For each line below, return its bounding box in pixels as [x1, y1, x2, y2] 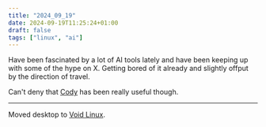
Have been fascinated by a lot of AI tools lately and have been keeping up [8, 55, 249, 65]
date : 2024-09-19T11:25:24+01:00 [8, 19, 119, 27]
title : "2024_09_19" [8, 11, 77, 20]
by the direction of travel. [8, 72, 90, 81]
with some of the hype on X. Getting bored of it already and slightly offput [8, 64, 249, 73]
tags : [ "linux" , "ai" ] [8, 33, 83, 42]
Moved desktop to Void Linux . [8, 110, 105, 119]
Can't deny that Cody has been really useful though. [8, 88, 179, 97]
